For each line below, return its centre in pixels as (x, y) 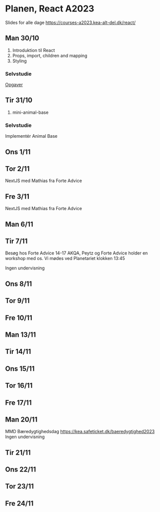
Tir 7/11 (16, 241)
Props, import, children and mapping (50, 55)
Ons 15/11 (20, 369)
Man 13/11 (21, 335)
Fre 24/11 (19, 503)
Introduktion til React (34, 50)
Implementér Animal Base (32, 136)
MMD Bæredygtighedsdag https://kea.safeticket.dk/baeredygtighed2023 (80, 432)
